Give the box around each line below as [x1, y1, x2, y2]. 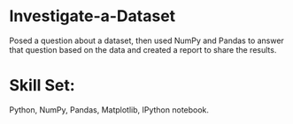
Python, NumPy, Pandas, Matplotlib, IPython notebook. [9, 104, 210, 115]
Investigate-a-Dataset [9, 6, 176, 26]
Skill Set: [9, 76, 75, 96]
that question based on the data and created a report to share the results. [9, 44, 277, 55]
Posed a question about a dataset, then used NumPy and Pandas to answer [9, 35, 285, 46]
